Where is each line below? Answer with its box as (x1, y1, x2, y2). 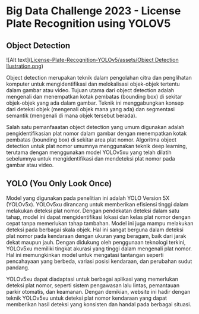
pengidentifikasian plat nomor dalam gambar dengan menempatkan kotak (6, 130, 187, 137)
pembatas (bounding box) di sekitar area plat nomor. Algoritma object (6, 136, 176, 143)
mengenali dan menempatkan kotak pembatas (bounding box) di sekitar (6, 93, 182, 100)
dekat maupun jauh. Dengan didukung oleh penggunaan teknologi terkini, (6, 238, 186, 246)
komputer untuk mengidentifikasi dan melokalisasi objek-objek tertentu (6, 80, 180, 87)
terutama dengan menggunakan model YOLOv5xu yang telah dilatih (6, 149, 172, 156)
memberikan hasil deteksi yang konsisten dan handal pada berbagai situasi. (6, 300, 192, 307)
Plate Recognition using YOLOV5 (6, 17, 171, 30)
